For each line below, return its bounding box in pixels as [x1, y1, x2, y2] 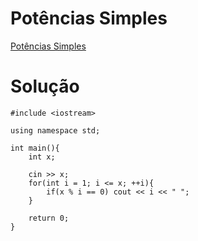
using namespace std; [10, 125, 101, 136]
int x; [28, 152, 56, 162]
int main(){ [10, 143, 60, 153]
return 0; [28, 213, 70, 223]
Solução [10, 75, 80, 98]
